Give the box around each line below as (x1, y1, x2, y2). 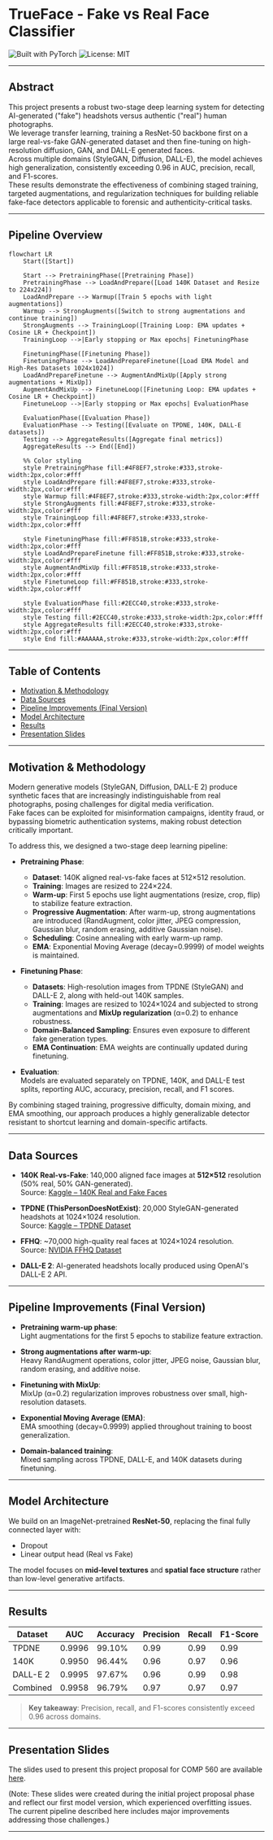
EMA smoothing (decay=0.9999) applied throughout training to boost (19, 1422, 252, 1431)
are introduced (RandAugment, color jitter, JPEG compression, (32, 916, 241, 926)
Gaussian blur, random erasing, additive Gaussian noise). (32, 925, 223, 935)
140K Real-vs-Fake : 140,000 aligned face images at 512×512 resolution (19, 1170, 262, 1180)
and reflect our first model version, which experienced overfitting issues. (8, 1798, 252, 1807)
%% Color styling (23, 457, 82, 465)
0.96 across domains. (28, 1711, 102, 1722)
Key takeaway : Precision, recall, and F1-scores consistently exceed (28, 1703, 255, 1713)
